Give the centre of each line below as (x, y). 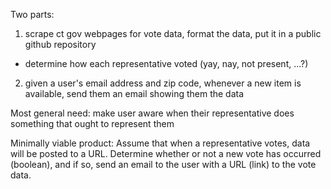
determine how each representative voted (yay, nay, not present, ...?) (166, 63)
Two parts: (32, 14)
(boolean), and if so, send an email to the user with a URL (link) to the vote (163, 164)
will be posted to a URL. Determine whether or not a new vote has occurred (166, 153)
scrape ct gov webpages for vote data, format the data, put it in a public (173, 33)
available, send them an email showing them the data (134, 93)
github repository (60, 44)
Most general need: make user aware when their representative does (152, 113)
